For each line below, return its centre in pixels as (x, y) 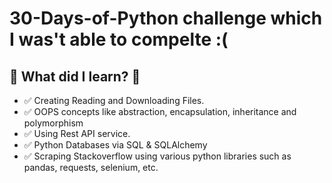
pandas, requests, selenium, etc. (91, 167)
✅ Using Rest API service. (77, 133)
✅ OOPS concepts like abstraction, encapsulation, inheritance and (160, 111)
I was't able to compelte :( (119, 39)
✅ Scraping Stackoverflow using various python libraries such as (157, 156)
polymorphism (53, 123)
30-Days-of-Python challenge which (166, 18)
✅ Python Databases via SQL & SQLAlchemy (115, 145)
